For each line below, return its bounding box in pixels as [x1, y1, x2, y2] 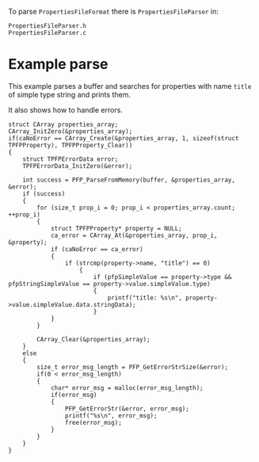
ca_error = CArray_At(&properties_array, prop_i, [50, 231, 218, 239]
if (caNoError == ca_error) [50, 245, 144, 253]
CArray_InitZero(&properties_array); [8, 127, 133, 136]
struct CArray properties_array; [8, 120, 119, 128]
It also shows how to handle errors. [8, 105, 123, 114]
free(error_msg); [64, 418, 123, 426]
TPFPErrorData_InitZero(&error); [22, 162, 133, 170]
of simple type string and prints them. [8, 90, 131, 99]
